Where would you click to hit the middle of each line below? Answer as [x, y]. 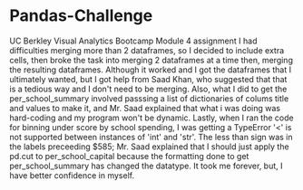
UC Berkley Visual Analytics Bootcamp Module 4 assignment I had [133, 41]
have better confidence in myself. [72, 175]
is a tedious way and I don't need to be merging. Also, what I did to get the [148, 89]
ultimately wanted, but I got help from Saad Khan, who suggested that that [148, 79]
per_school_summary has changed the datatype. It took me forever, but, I [146, 166]
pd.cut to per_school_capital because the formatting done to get [129, 156]
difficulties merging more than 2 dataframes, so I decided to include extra [147, 50]
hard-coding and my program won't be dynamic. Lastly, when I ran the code [151, 118]
